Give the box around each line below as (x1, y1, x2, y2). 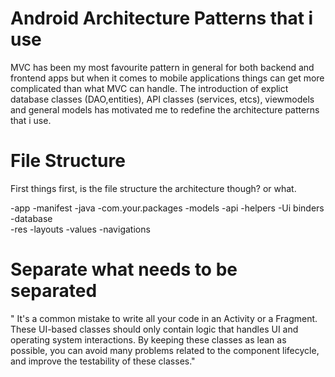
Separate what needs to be (10, 258, 238, 281)
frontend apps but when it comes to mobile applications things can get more (10, 72, 325, 84)
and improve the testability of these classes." (10, 355, 196, 367)
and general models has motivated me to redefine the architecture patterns (10, 103, 320, 116)
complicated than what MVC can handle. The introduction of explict (10, 82, 289, 94)
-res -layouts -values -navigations (10, 223, 151, 235)
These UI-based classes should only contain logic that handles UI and (10, 323, 299, 335)
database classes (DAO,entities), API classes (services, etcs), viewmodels (10, 93, 315, 105)
